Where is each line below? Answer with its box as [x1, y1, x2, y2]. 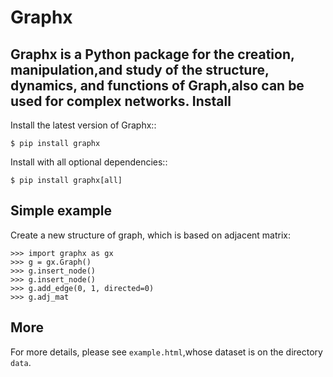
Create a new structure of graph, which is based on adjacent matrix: [10, 229, 292, 241]
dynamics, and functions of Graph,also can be [10, 77, 305, 94]
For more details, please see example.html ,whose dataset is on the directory [10, 346, 323, 358]
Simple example [10, 202, 113, 220]
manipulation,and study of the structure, [10, 61, 270, 78]
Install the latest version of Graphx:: [10, 119, 157, 131]
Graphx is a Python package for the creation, [10, 46, 295, 63]
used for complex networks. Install [10, 92, 232, 110]
